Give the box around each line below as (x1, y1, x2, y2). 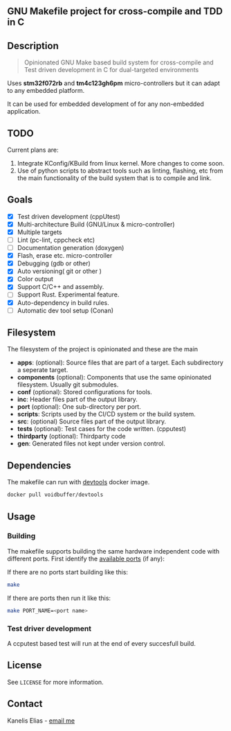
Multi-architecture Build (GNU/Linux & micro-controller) (17, 220, 175, 228)
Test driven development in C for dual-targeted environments (24, 66, 199, 74)
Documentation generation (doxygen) (17, 244, 124, 252)
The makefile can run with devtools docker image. (7, 478, 150, 486)
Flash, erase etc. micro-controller (17, 252, 113, 260)
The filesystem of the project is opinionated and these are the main (7, 345, 198, 353)
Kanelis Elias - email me (7, 716, 75, 725)
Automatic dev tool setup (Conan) (17, 306, 114, 315)
